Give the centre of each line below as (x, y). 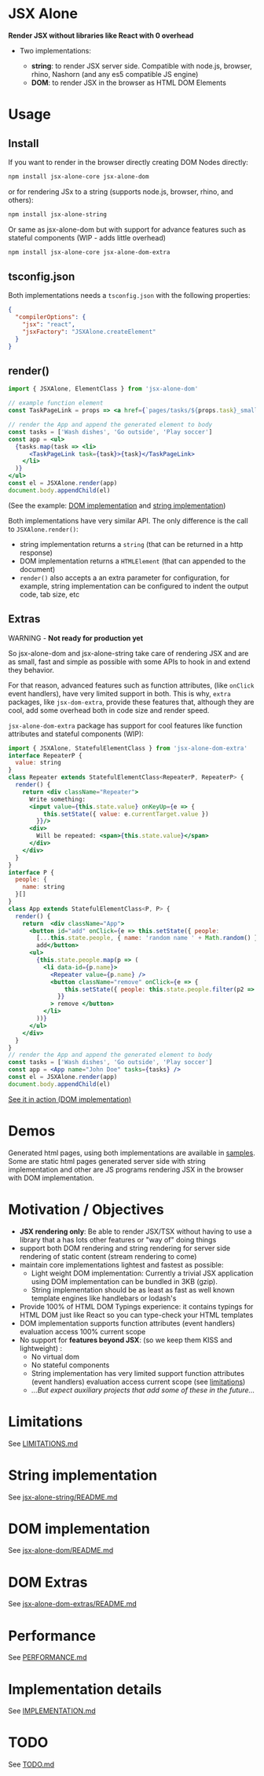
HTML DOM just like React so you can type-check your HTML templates (136, 1315)
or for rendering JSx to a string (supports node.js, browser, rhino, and (121, 191)
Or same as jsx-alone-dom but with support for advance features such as (127, 229)
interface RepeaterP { (45, 755)
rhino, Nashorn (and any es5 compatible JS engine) (115, 74)
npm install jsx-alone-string (58, 214)
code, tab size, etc (49, 594)
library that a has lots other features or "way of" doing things (118, 1239)
